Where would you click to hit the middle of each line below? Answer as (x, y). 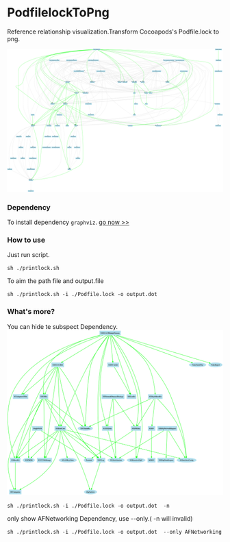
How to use (26, 240)
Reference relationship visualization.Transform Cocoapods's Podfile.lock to (113, 32)
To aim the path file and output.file (55, 281)
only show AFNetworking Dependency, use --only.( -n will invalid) (100, 518)
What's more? (31, 312)
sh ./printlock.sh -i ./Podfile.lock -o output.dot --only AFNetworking (115, 532)
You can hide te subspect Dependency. (63, 326)
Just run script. (28, 255)
